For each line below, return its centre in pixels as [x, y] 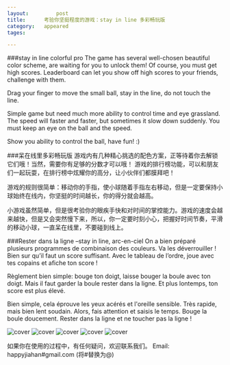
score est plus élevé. [36, 291]
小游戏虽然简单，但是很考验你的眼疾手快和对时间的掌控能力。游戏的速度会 [112, 210]
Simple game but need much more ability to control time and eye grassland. [114, 114]
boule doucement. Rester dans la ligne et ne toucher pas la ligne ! [100, 318]
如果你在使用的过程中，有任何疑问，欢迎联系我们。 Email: [88, 346]
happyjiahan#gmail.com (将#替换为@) [61, 355]
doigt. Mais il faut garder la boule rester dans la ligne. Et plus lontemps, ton [113, 284]
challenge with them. [37, 80]
